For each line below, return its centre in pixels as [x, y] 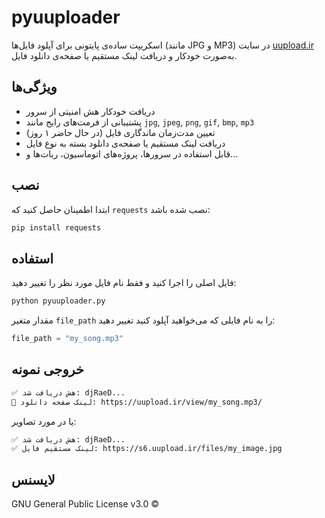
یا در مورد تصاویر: [44, 421]
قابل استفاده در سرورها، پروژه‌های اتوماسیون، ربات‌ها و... [132, 153]
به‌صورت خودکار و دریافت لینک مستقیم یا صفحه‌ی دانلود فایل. [124, 55]
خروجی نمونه [48, 369]
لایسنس [33, 479]
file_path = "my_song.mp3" [67, 339]
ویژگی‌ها [34, 87]
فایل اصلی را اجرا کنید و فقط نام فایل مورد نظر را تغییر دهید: [124, 283]
